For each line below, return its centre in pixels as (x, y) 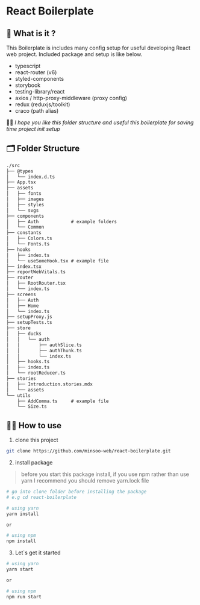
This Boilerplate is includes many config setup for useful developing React (98, 48)
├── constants (24, 233)
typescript (28, 66)
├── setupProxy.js (29, 317)
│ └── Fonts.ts (28, 244)
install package (34, 462)
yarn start (20, 569)
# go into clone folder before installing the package (77, 492)
